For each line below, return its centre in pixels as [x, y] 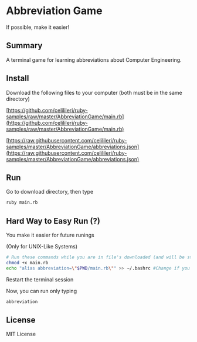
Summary [24, 46]
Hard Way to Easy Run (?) [53, 221]
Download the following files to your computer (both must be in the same [94, 92]
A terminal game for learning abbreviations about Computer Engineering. [94, 59]
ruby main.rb [22, 202]
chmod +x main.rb [27, 263]
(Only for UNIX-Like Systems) [42, 247]
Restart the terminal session [40, 279]
